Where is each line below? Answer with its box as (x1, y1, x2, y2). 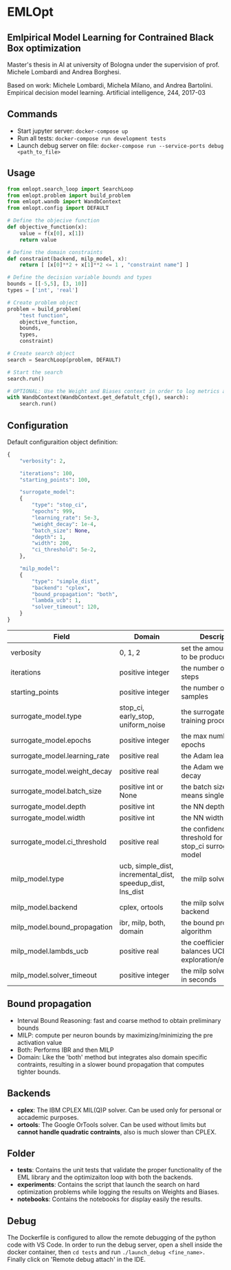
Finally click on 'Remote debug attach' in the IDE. (7, 1256, 146, 1264)
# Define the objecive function (7, 218, 100, 224)
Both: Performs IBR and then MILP (16, 1046, 114, 1054)
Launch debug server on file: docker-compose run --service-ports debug (16, 141, 224, 149)
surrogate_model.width (10, 813, 86, 823)
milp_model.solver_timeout (10, 970, 98, 980)
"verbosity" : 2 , (19, 457, 67, 465)
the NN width (181, 813, 224, 823)
